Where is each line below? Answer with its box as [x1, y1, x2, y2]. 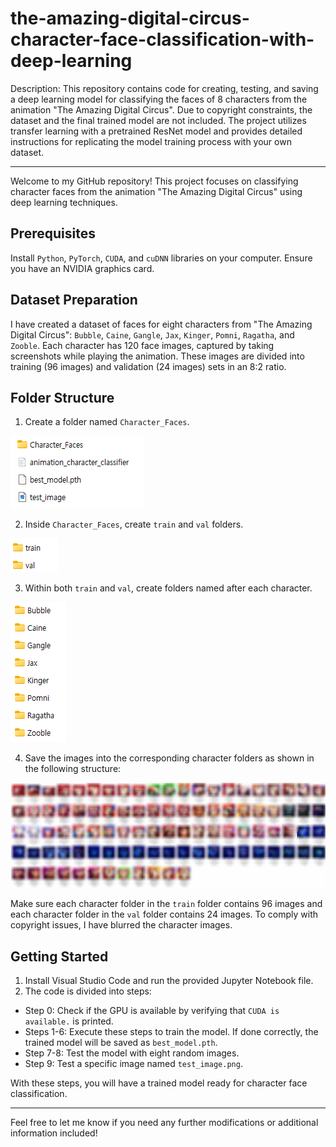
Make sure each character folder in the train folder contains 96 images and [10, 898, 323, 910]
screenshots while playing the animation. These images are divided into [10, 350, 305, 362]
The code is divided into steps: [24, 985, 152, 997]
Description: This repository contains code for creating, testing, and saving [10, 82, 319, 94]
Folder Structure [10, 389, 115, 406]
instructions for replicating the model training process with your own [10, 135, 292, 147]
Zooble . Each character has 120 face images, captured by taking [10, 339, 275, 351]
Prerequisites [10, 225, 96, 242]
